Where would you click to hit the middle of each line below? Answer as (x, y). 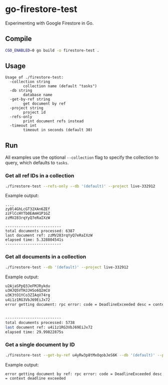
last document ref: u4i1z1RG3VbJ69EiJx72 (49, 327)
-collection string (30, 82)
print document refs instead (53, 121)
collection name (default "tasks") (60, 86)
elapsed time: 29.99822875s (34, 332)
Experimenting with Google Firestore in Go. (49, 23)
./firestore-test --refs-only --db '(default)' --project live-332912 (80, 186)
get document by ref (44, 104)
